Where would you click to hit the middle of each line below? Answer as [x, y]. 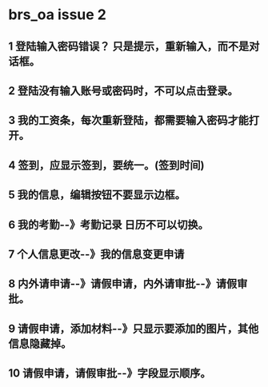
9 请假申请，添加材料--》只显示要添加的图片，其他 [134, 328]
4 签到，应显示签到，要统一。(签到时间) [107, 165]
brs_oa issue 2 [57, 15]
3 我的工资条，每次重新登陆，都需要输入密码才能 [129, 120]
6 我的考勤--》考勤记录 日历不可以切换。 [109, 224]
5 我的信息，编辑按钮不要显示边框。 [97, 195]
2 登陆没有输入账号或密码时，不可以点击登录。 [123, 91]
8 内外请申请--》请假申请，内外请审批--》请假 [123, 284]
